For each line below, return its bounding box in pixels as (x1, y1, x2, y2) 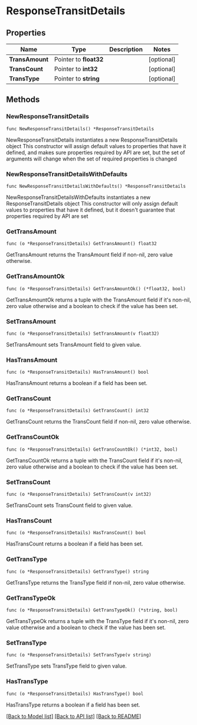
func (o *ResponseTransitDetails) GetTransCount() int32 (6, 408, 149, 414)
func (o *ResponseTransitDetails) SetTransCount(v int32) (6, 492, 152, 498)
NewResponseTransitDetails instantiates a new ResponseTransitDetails (6, 136, 178, 143)
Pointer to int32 (54, 65, 98, 73)
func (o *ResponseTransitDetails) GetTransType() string (6, 569, 149, 575)
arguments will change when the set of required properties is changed (6, 155, 177, 162)
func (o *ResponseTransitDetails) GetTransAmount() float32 (6, 241, 157, 247)
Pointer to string (54, 75, 100, 82)
